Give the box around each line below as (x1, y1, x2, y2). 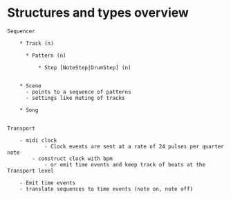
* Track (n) (19, 40, 54, 46)
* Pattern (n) (25, 52, 67, 59)
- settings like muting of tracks (25, 94, 126, 101)
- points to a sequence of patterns (25, 88, 131, 95)
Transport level (7, 167, 54, 174)
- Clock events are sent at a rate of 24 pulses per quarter (44, 143, 225, 150)
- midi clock (19, 137, 57, 144)
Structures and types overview (7, 5, 189, 21)
